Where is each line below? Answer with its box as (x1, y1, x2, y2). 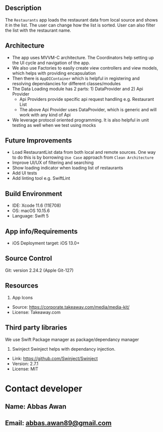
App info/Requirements (5, 227, 78, 236)
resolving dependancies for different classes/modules (12, 80, 121, 86)
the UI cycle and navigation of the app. (12, 60, 90, 66)
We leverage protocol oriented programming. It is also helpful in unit (12, 117, 149, 123)
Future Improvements (5, 137, 72, 145)
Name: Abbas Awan (5, 403, 67, 411)
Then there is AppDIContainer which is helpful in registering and (12, 75, 140, 81)
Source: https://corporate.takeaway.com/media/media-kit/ (12, 304, 130, 310)
